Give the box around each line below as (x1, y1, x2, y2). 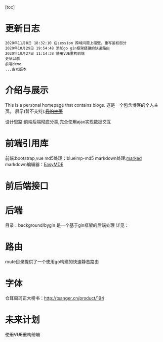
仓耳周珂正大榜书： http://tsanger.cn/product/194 (5, 295, 105, 301)
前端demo (5, 61, 22, 66)
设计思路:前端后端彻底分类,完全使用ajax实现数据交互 (5, 119, 111, 125)
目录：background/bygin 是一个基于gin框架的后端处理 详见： (5, 222, 129, 228)
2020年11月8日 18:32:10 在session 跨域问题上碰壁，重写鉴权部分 (5, 41, 127, 45)
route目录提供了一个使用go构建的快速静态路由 (5, 258, 99, 264)
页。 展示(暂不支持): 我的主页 (5, 108, 63, 114)
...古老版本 (5, 67, 27, 72)
